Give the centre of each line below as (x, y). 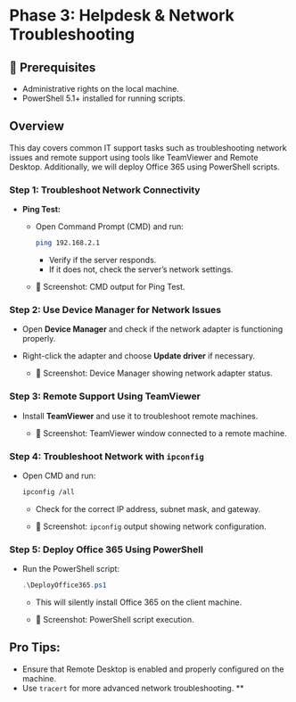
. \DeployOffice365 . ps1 (64, 585)
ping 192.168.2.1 (68, 243)
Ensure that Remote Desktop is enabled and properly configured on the (153, 669)
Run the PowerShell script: (71, 569)
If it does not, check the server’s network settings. (141, 269)
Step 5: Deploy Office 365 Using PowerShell (106, 549)
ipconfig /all (48, 491)
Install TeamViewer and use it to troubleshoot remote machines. (140, 416)
